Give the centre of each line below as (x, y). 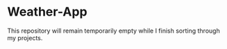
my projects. (25, 37)
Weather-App (48, 12)
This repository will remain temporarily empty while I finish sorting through (113, 31)
